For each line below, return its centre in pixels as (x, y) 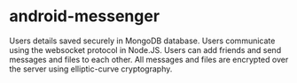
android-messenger (85, 16)
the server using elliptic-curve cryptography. (91, 69)
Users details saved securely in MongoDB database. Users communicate (142, 41)
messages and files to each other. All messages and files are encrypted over (149, 59)
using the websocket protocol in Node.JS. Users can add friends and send (145, 49)
